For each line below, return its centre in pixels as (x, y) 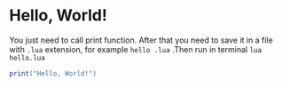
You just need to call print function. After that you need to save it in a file (141, 40)
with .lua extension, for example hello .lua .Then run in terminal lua (136, 49)
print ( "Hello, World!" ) (53, 73)
